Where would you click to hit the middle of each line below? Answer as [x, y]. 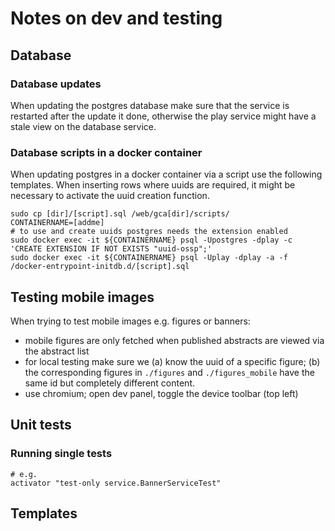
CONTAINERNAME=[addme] [57, 223]
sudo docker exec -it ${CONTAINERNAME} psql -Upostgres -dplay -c [151, 240]
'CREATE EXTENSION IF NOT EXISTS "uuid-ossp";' [111, 249]
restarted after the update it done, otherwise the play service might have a [163, 116]
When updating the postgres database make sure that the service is [150, 105]
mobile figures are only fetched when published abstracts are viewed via [174, 340]
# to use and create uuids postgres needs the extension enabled [149, 232]
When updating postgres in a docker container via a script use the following [166, 174]
